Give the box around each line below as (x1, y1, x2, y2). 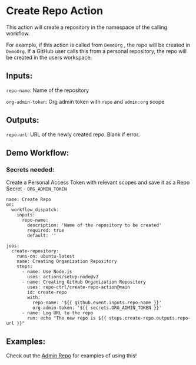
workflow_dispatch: (11, 207, 59, 213)
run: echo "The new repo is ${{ (27, 315, 107, 321)
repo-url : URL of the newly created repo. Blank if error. (6, 131, 140, 138)
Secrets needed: (6, 165, 55, 173)
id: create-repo (27, 290, 67, 295)
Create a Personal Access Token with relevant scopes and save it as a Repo (6, 179, 190, 186)
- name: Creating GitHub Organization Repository (21, 279, 146, 285)
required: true (27, 228, 65, 234)
